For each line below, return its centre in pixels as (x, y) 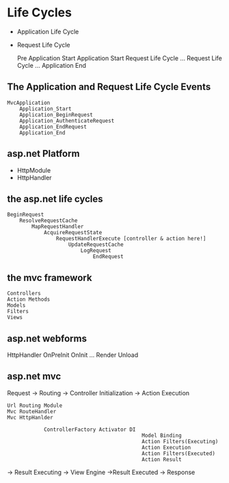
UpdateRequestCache (96, 245)
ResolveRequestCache (49, 221)
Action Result (162, 459)
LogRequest (96, 251)
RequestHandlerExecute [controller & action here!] (131, 239)
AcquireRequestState (73, 233)
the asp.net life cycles (55, 199)
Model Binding (162, 435)
